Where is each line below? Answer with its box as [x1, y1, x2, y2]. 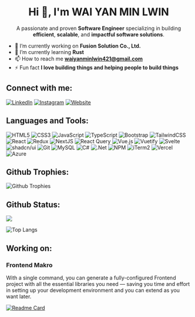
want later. [6, 293, 32, 300]
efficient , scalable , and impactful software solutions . [33, 31, 164, 38]
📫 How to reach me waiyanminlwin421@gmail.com [14, 55, 143, 62]
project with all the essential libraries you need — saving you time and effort [6, 280, 190, 287]
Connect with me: [6, 83, 73, 93]
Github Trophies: [6, 167, 69, 177]
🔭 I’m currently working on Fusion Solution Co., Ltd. [14, 42, 141, 49]
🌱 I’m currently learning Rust [14, 48, 84, 55]
